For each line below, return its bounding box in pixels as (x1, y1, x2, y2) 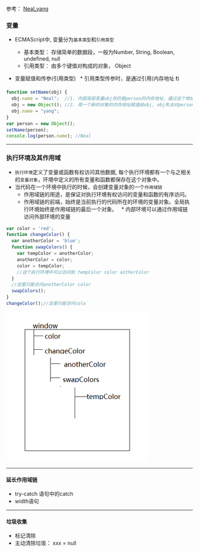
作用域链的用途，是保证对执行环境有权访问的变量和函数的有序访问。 (23, 190, 190, 197)
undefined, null (23, 55, 60, 62)
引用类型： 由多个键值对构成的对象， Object (23, 62, 131, 69)
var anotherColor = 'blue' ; (11, 238, 81, 244)
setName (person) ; (6, 127, 49, 133)
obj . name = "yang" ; (11, 108, 60, 114)
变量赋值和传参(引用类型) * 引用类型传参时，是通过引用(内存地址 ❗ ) (14, 75, 179, 82)
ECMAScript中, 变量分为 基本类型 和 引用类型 (14, 36, 114, 43)
